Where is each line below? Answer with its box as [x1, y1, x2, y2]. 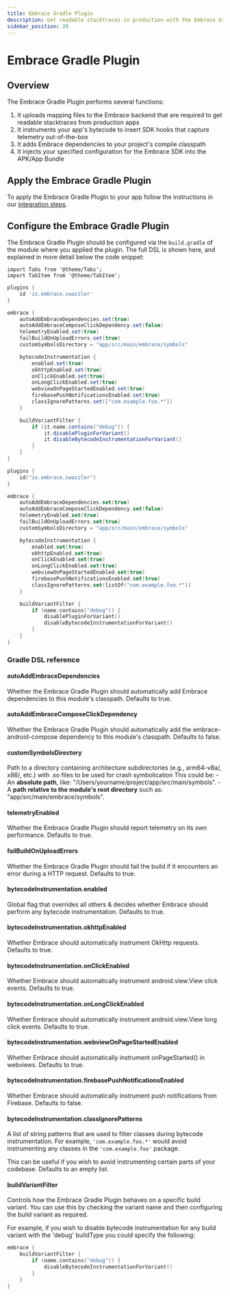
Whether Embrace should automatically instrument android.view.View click [7, 977, 218, 985]
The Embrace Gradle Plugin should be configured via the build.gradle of [7, 238, 214, 246]
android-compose [7, 733, 58, 741]
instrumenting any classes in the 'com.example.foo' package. [7, 1144, 180, 1153]
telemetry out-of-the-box [16, 133, 89, 141]
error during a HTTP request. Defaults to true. [7, 869, 136, 877]
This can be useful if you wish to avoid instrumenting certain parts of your [7, 1157, 216, 1166]
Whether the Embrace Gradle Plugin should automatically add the [7, 725, 192, 734]
